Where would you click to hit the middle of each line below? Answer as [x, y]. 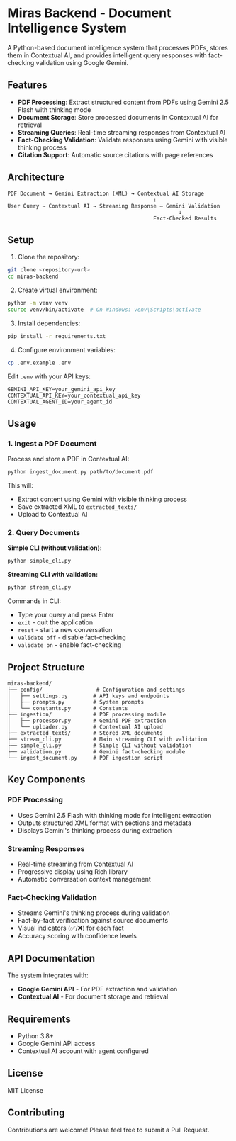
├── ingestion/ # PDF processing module [87, 715]
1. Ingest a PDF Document [52, 443]
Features [27, 85]
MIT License [26, 1090]
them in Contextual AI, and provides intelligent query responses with [107, 55]
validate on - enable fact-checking [69, 645]
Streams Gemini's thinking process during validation [94, 913]
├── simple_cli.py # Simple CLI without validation [100, 746]
